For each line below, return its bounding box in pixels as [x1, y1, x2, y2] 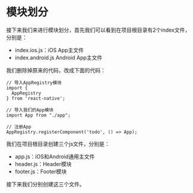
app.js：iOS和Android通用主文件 [14, 153, 95, 160]
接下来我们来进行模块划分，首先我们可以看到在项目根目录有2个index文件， [6, 26, 191, 33]
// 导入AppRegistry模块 [6, 79, 62, 85]
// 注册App [6, 124, 32, 130]
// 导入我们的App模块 [6, 107, 54, 113]
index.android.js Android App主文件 [14, 54, 103, 61]
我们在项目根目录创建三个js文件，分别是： [6, 140, 110, 147]
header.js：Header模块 [14, 160, 72, 167]
